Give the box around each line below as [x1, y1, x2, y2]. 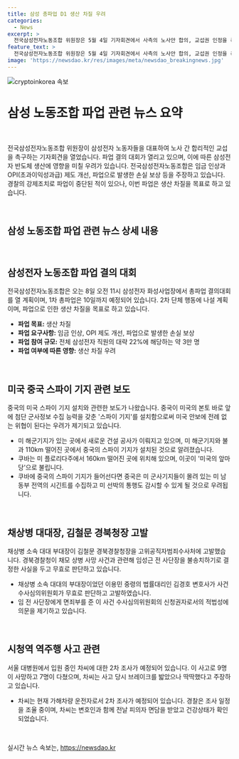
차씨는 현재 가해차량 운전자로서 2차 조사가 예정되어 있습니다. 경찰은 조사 [17, 696, 218, 705]
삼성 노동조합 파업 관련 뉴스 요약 [7, 105, 183, 121]
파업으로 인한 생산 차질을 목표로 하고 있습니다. [22, 304, 149, 314]
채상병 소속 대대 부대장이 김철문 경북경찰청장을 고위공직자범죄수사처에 [7, 547, 201, 555]
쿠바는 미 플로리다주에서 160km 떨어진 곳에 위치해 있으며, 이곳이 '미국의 [17, 454, 218, 463]
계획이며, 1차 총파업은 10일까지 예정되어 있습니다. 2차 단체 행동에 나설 [22, 296, 216, 304]
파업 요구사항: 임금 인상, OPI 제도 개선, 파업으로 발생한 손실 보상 [17, 329, 195, 337]
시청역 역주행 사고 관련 [7, 643, 101, 656]
